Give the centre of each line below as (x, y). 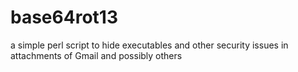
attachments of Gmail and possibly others (96, 55)
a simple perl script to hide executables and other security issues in (149, 45)
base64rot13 (64, 17)
